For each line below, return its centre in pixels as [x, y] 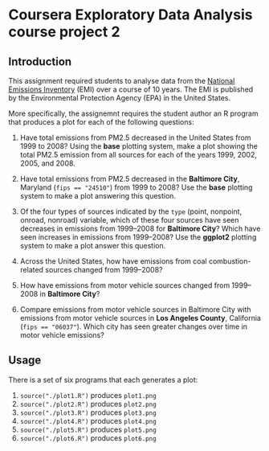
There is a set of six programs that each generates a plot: [103, 379]
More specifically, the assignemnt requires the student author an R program [133, 113]
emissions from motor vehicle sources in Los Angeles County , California [140, 318]
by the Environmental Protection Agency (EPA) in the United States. [120, 98]
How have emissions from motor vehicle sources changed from [125, 285]
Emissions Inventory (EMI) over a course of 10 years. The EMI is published [131, 89]
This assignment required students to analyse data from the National [122, 81]
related [32, 270]
